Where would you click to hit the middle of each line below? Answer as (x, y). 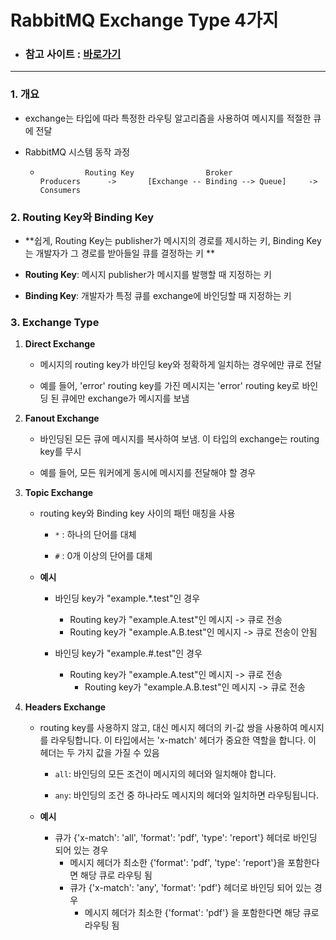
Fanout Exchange (62, 418)
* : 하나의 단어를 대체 (95, 535)
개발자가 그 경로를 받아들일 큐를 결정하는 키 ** (125, 253)
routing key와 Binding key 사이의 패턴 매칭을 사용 (137, 513)
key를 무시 (60, 452)
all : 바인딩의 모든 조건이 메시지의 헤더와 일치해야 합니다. (165, 774)
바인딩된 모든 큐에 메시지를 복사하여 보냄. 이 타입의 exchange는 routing (179, 439)
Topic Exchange (59, 493)
